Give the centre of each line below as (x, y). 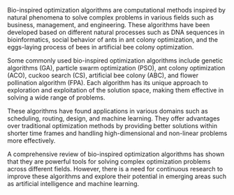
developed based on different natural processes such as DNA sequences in (116, 32)
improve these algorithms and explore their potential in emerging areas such (117, 176)
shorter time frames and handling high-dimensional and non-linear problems (117, 133)
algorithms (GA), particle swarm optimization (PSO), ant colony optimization (116, 68)
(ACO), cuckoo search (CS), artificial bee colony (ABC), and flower (103, 75)
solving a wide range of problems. (57, 97)
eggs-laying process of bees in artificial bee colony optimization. (101, 47)
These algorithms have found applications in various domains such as (108, 111)
